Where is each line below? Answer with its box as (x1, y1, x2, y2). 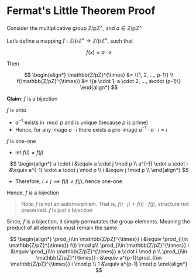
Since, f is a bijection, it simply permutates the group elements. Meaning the (6, 218, 190, 225)
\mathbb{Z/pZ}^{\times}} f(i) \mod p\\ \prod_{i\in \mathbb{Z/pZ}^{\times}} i (8, 242, 190, 249)
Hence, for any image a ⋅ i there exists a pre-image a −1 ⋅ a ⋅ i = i (15, 125, 167, 133)
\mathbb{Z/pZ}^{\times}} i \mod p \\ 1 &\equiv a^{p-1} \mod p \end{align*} (10, 260, 188, 267)
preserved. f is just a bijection (20, 206, 93, 213)
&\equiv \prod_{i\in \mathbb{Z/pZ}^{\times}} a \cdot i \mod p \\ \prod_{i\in (10, 247, 188, 255)
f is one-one (6, 137, 36, 144)
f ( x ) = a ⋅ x (86, 49, 112, 56)
